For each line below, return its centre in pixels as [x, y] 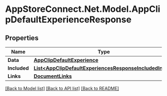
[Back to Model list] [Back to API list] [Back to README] [62, 88]
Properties [22, 38]
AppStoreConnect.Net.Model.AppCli [83, 9]
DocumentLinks [53, 76]
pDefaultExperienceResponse [68, 20]
